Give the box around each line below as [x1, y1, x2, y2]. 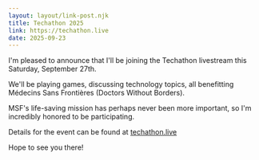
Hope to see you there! [8, 142, 84, 152]
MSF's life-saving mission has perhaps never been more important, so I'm [8, 103, 252, 113]
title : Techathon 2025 [8, 19, 84, 27]
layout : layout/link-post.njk [8, 11, 110, 20]
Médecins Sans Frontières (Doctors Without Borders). [8, 88, 185, 98]
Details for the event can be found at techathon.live [8, 127, 177, 137]
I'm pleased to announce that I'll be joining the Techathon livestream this [8, 56, 247, 65]
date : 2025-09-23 [8, 33, 66, 42]
